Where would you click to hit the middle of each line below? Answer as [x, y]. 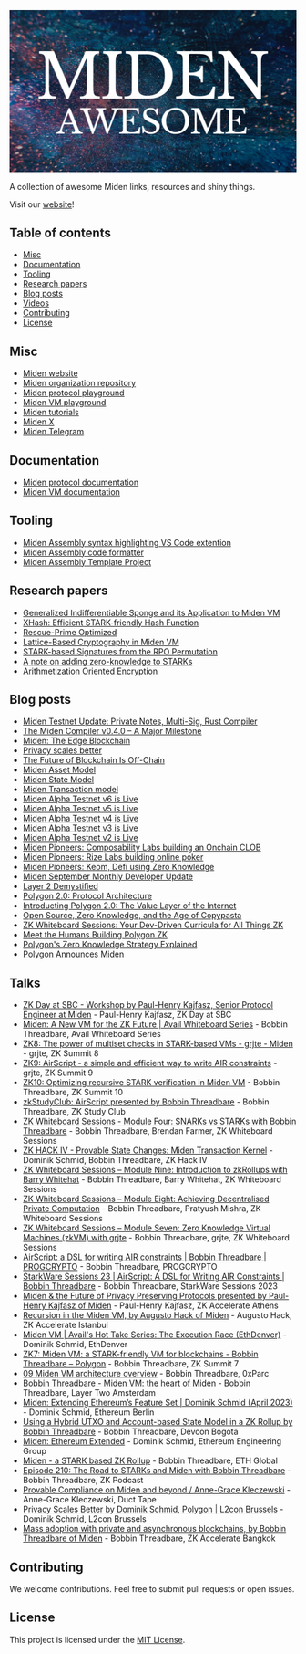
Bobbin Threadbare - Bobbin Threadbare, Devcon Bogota [130, 1432]
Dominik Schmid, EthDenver [75, 1345]
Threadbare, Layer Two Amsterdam [89, 1393]
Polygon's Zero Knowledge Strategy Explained [110, 945]
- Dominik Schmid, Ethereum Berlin [88, 1412]
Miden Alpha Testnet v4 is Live [81, 819]
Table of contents [60, 232]
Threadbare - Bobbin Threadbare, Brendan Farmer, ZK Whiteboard [148, 1131]
